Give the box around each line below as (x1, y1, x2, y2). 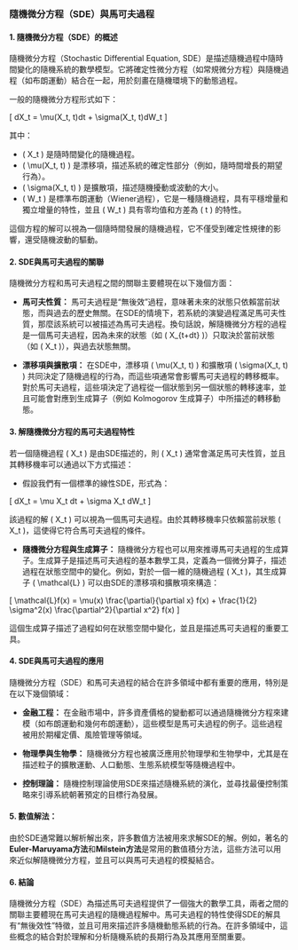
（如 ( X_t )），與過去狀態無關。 (21, 341, 136, 352)
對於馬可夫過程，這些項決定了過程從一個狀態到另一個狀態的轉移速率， (21, 382, 279, 392)
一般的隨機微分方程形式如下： (9, 94, 118, 105)
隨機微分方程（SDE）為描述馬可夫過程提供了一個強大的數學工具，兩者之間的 (9, 899, 289, 909)
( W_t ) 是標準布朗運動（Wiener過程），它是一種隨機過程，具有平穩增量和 (21, 194, 288, 204)
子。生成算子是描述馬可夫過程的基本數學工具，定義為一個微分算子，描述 (21, 555, 286, 566)
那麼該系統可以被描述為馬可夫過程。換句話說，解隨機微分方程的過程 (37, 319, 286, 329)
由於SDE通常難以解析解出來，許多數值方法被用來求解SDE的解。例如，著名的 (9, 832, 288, 843)
